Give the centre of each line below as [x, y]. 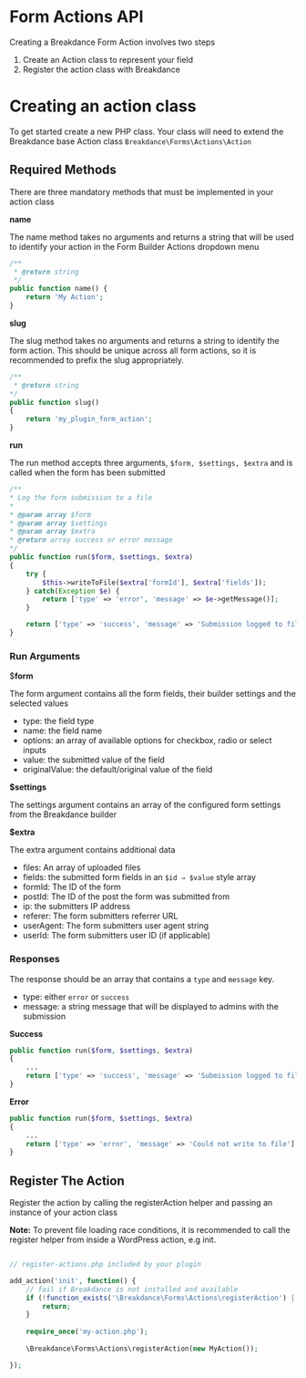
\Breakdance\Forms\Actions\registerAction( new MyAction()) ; [142, 1348]
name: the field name [62, 730]
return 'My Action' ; [65, 297]
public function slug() [55, 402]
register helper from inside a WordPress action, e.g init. [113, 1240]
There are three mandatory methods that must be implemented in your [142, 192]
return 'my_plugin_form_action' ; [89, 420]
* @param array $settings [58, 523]
